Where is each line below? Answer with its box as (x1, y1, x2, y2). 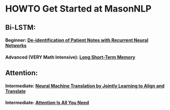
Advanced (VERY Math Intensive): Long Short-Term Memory (5, 54, 135, 60)
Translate (5, 88, 26, 94)
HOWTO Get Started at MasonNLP (5, 3, 152, 15)
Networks (5, 42, 27, 48)
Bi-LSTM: (5, 23, 36, 32)
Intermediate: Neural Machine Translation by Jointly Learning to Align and (5, 83, 165, 89)
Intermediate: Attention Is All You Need (5, 99, 89, 106)
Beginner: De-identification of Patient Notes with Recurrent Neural (5, 37, 149, 43)
